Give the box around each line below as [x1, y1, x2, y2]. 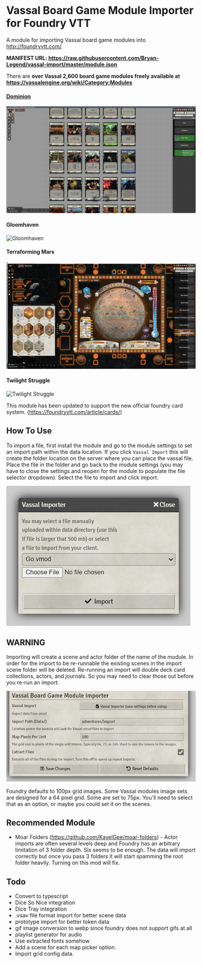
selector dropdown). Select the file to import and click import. [6, 474, 159, 481]
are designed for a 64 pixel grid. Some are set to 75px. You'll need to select [6, 794, 193, 801]
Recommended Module [6, 818, 96, 828]
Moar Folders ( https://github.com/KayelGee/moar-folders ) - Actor [14, 834, 178, 841]
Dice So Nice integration [14, 899, 76, 906]
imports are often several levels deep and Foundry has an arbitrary [14, 840, 180, 847]
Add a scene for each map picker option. [14, 944, 116, 951]
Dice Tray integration [14, 905, 67, 912]
